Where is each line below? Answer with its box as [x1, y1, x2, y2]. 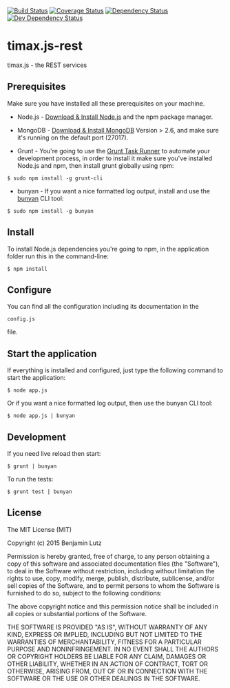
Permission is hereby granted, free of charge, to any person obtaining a [7, 552, 210, 560]
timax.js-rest [7, 38, 83, 54]
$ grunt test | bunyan [7, 488, 72, 495]
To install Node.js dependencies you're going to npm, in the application [7, 245, 209, 253]
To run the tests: [7, 475, 54, 483]
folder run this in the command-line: [7, 252, 109, 260]
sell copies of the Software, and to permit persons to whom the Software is [7, 581, 220, 590]
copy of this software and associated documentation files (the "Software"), [7, 560, 220, 568]
